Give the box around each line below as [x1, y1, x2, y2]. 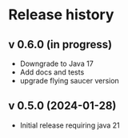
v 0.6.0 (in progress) [8, 38, 113, 51]
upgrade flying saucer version [19, 76, 120, 85]
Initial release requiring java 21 [19, 120, 120, 130]
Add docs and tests [19, 67, 85, 77]
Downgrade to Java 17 [19, 59, 94, 68]
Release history [8, 6, 114, 24]
